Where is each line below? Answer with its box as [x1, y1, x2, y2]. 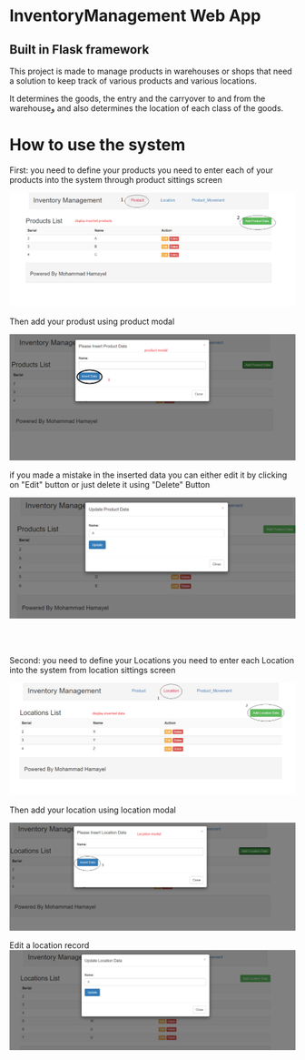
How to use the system [9, 135, 186, 156]
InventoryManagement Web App [9, 5, 261, 26]
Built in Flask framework [9, 42, 150, 57]
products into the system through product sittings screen [9, 174, 222, 185]
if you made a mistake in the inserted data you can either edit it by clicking [9, 469, 288, 480]
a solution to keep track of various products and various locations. [9, 76, 257, 86]
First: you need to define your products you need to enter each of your [9, 165, 274, 176]
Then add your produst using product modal [9, 316, 175, 328]
